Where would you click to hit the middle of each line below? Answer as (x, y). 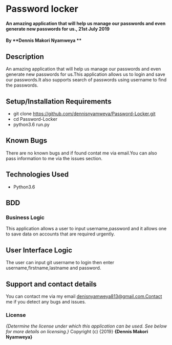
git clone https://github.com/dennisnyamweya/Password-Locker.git (84, 114)
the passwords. (22, 85)
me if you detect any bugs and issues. (46, 301)
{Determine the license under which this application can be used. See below (86, 326)
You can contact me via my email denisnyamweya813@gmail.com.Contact (84, 296)
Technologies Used (37, 175)
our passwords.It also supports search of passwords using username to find (86, 80)
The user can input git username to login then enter (60, 263)
